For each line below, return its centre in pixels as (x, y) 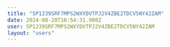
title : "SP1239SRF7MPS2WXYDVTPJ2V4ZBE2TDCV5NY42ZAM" (86, 13)
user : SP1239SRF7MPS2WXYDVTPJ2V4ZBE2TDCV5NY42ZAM (81, 26)
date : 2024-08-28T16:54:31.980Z (54, 20)
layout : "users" (31, 33)
